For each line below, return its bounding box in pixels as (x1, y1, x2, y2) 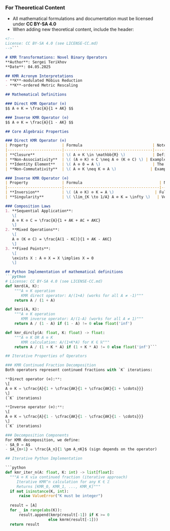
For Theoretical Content (5, 4, 65, 11)
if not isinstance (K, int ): (10, 489, 69, 494)
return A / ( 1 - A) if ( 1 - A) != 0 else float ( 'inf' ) (14, 321, 133, 326)
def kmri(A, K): (5, 307, 39, 312)
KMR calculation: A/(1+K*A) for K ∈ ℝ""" (21, 340, 110, 345)
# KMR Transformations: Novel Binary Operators (5, 55, 108, 60)
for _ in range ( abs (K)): (10, 508, 62, 513)
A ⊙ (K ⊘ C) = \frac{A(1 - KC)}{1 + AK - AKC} (12, 237, 112, 242)
